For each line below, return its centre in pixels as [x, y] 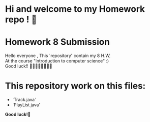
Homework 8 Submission [58, 42]
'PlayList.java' [26, 105]
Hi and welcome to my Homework [75, 9]
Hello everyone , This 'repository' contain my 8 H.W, [58, 56]
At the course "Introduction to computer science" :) [57, 61]
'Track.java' [24, 100]
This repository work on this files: [75, 86]
